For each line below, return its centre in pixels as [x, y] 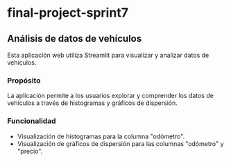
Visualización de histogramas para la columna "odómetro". [101, 136]
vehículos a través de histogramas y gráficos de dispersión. [93, 103]
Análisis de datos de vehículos [75, 39]
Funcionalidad [32, 121]
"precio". [30, 151]
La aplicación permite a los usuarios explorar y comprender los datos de [110, 96]
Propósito [24, 80]
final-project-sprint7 [68, 13]
